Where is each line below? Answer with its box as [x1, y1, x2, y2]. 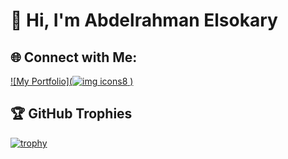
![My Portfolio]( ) [10, 75, 134, 87]
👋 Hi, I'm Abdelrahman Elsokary [10, 9, 278, 32]
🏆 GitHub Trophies [10, 105, 133, 123]
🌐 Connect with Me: [10, 49, 138, 66]
